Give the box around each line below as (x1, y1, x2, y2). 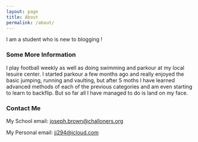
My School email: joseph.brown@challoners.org (6, 117, 124, 124)
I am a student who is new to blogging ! (6, 36, 103, 43)
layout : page (6, 8, 39, 15)
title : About (6, 14, 39, 20)
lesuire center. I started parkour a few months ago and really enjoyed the (6, 70, 184, 78)
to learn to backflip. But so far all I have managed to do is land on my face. (6, 89, 188, 96)
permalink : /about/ (6, 20, 55, 25)
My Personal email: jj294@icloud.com (6, 128, 99, 136)
